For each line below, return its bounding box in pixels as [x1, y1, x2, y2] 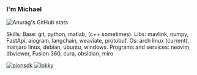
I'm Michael [6, 5, 42, 13]
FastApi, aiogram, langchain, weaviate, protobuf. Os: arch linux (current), [6, 37, 190, 45]
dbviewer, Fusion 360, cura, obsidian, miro [6, 50, 114, 57]
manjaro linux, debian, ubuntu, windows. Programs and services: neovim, [6, 43, 191, 51]
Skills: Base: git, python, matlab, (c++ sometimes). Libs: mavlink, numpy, [6, 30, 189, 38]
